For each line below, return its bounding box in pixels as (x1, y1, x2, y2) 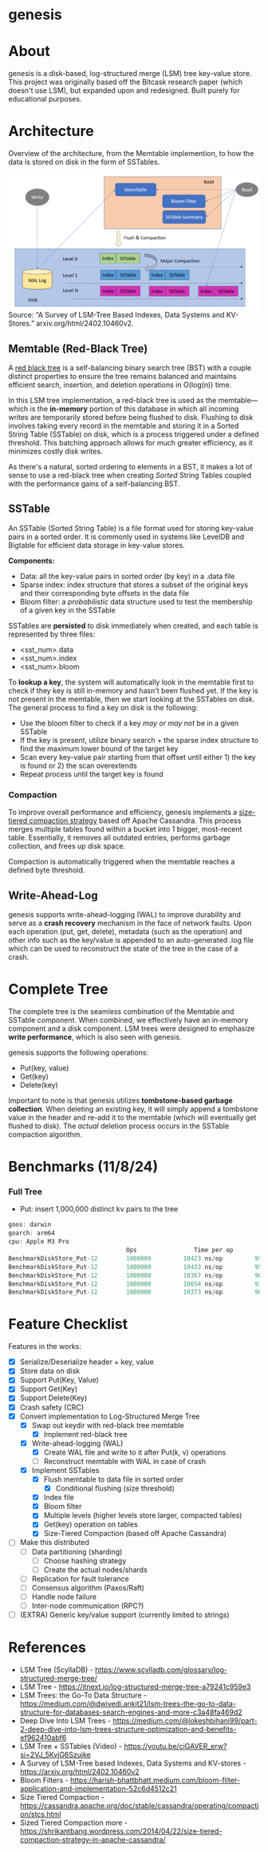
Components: (8, 556, 55, 565)
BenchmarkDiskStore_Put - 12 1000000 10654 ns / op (8, 1279, 223, 1288)
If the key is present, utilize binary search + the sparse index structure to (19, 735, 259, 744)
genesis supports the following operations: (8, 1048, 149, 1057)
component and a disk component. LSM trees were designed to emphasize (8, 1024, 255, 1033)
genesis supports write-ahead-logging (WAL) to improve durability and (8, 909, 242, 919)
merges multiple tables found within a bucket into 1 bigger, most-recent (8, 824, 242, 834)
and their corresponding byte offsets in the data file (19, 588, 190, 597)
